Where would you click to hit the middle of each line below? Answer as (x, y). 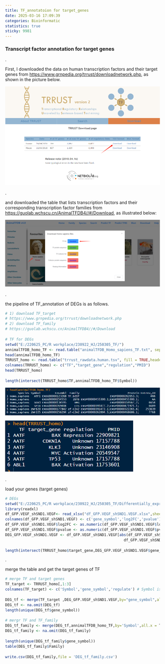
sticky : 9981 (18, 31)
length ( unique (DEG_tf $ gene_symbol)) (42, 610)
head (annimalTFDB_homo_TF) (33, 355)
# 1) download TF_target (30, 313)
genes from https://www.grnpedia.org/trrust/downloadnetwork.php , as (77, 74)
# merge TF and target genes (35, 579)
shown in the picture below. (33, 80)
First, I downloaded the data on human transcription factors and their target (82, 69)
